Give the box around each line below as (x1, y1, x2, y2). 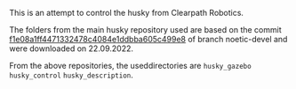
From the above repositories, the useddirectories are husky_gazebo (9, 61, 252, 70)
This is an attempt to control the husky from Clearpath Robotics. (9, 8, 244, 18)
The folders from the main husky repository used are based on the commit (9, 25, 282, 34)
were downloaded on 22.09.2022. (9, 43, 134, 54)
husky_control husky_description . (9, 70, 133, 80)
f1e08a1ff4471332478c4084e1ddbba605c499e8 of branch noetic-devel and (9, 34, 288, 44)
